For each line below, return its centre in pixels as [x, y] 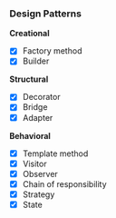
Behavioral [30, 135]
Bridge [35, 107]
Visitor [34, 163]
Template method [55, 154]
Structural [29, 79]
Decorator [41, 97]
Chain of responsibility [64, 183]
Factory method [52, 51]
